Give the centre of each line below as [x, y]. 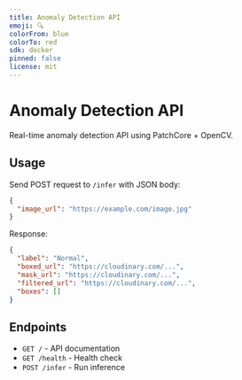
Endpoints [38, 327]
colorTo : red [33, 42]
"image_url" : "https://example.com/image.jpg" [105, 209]
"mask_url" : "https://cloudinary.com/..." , [98, 275]
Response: [29, 234]
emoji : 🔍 [27, 26]
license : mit [33, 67]
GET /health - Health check [72, 358]
